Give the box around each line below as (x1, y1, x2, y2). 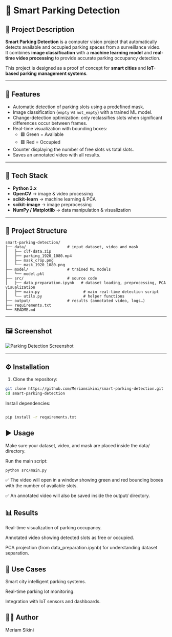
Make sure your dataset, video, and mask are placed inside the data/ (5, 442, 150, 448)
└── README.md (5, 307, 36, 312)
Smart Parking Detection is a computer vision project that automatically (5, 38, 157, 45)
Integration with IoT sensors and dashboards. (5, 599, 101, 604)
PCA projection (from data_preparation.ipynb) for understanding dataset (5, 545, 158, 551)
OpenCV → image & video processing (12, 190, 93, 196)
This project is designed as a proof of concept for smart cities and (5, 65, 146, 71)
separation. (5, 550, 29, 556)
